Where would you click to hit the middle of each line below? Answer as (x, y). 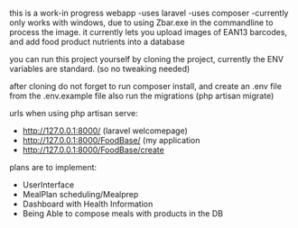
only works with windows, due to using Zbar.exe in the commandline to (141, 23)
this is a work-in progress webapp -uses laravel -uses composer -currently (149, 13)
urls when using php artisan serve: (74, 113)
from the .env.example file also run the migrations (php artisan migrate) (142, 96)
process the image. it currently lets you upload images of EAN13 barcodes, (148, 32)
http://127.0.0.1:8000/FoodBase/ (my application (111, 140)
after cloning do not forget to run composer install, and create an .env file (146, 86)
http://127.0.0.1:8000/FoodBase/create (93, 150)
